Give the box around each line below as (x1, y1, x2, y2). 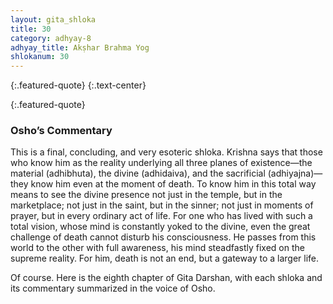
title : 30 (10, 24, 52, 34)
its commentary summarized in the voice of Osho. (10, 282, 216, 295)
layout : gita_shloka (10, 14, 97, 25)
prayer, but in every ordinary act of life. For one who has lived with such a (10, 210, 313, 222)
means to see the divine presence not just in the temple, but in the (10, 189, 283, 201)
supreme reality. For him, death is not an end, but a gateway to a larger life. (10, 252, 320, 265)
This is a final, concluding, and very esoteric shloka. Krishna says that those (10, 146, 323, 158)
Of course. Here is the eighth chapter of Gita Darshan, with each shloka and (10, 272, 323, 284)
